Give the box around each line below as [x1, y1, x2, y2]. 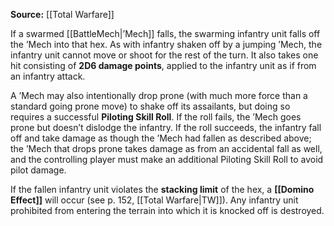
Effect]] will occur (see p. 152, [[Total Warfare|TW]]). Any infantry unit [10, 194, 299, 206]
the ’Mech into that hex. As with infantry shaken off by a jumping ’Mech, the [10, 39, 323, 50]
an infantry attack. [10, 70, 86, 82]
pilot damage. [10, 164, 67, 176]
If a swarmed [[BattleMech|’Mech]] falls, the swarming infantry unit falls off [10, 28, 321, 39]
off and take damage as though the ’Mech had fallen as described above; [10, 132, 312, 144]
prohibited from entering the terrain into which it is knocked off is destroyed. [10, 205, 325, 216]
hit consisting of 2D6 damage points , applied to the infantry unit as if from [10, 60, 317, 71]
